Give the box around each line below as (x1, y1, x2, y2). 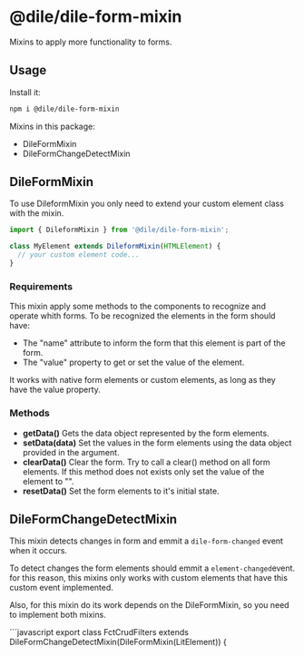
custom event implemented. (9, 583, 113, 593)
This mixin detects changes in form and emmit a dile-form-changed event (9, 535, 284, 546)
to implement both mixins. (9, 610, 106, 621)
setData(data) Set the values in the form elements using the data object (22, 437, 292, 448)
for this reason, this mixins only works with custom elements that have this (9, 573, 289, 583)
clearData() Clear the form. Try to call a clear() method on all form (22, 456, 270, 467)
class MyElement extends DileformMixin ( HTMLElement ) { (9, 242, 221, 251)
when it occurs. (9, 545, 68, 556)
